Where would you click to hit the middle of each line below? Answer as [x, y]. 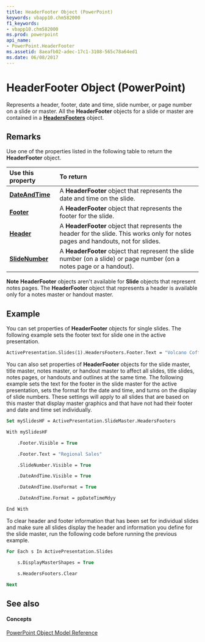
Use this [22, 173]
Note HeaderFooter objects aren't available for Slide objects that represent [101, 282]
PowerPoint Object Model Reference [52, 633]
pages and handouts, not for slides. [110, 241]
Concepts [19, 619]
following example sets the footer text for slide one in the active [86, 335]
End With [17, 509]
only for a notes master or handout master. [60, 294]
